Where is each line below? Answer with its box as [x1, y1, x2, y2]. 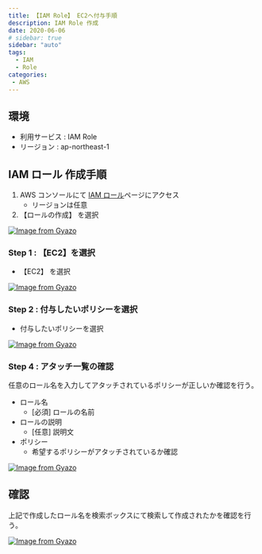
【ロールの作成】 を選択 [19, 210, 99, 219]
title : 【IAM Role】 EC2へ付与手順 [8, 11, 118, 20]
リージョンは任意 [31, 200, 88, 210]
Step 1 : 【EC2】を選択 [8, 247, 95, 258]
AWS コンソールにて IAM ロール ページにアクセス [19, 190, 180, 200]
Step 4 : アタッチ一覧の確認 [8, 361, 114, 372]
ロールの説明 [19, 417, 62, 427]
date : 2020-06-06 [8, 26, 66, 34]
